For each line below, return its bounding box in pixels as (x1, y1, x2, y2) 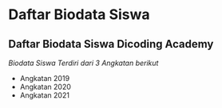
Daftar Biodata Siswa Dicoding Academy (8, 37, 214, 51)
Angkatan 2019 (19, 74, 70, 83)
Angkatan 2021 (19, 91, 70, 100)
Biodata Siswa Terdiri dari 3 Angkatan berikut (8, 58, 159, 67)
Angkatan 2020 (19, 82, 72, 91)
